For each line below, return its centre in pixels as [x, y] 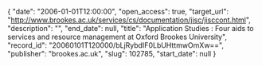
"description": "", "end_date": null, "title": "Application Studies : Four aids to [131, 28]
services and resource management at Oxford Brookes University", [117, 37]
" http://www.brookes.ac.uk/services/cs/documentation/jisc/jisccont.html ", [129, 20]
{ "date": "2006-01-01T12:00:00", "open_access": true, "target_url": [118, 12]
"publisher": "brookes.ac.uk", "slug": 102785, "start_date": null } [112, 54]
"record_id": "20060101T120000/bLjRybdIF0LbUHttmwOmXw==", [116, 45]
